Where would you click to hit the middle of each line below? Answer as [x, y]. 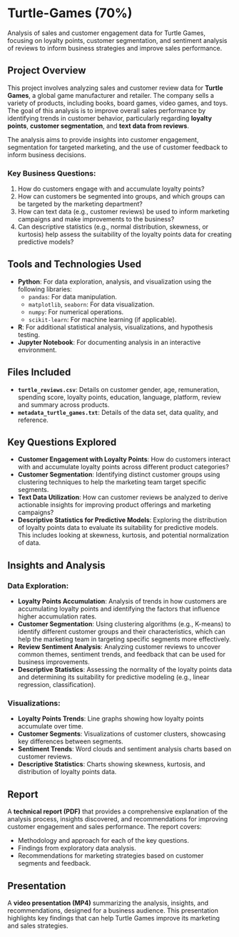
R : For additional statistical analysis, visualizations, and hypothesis [115, 327]
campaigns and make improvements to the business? [96, 219]
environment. [37, 350]
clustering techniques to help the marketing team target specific [112, 482]
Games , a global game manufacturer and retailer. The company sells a [111, 95]
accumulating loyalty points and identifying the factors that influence [119, 609]
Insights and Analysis [56, 565]
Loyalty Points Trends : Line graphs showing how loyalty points [111, 718]
